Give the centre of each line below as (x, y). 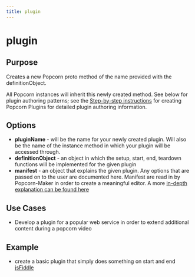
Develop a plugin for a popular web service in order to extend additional (102, 222)
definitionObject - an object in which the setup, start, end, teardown (98, 158)
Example (22, 247)
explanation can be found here (52, 190)
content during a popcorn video (53, 229)
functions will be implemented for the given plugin (75, 164)
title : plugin (24, 11)
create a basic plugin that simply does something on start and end (95, 261)
